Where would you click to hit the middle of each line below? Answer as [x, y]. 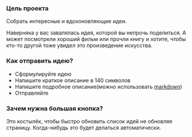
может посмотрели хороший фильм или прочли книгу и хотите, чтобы [96, 39]
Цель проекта [28, 8]
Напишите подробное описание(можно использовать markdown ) [98, 86]
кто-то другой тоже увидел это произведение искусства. [79, 45]
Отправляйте [32, 93]
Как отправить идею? [40, 61]
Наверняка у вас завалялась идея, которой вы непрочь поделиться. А [96, 33]
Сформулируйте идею [43, 74]
